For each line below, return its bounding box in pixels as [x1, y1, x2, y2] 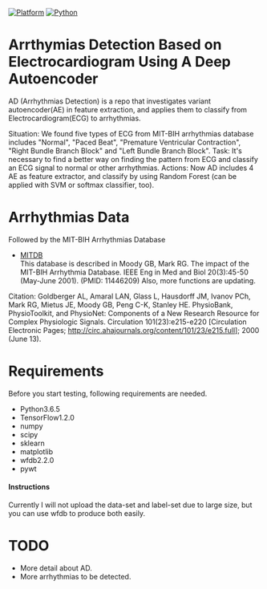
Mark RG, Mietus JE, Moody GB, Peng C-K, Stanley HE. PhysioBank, [8, 299, 233, 309]
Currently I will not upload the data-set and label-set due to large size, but [8, 500, 253, 510]
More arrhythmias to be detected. [19, 571, 131, 581]
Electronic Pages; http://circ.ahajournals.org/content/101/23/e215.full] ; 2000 [8, 325, 260, 335]
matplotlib [19, 446, 54, 457]
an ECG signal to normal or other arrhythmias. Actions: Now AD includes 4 [8, 163, 254, 173]
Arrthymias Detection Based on [8, 36, 222, 54]
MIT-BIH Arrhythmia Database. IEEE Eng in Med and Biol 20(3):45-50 [19, 267, 249, 277]
